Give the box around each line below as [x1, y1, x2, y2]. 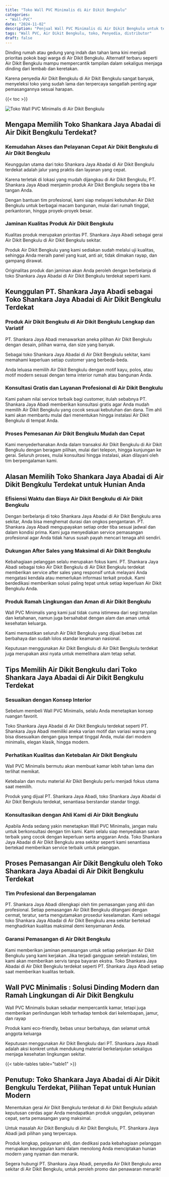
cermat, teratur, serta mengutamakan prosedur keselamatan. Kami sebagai [5, 912, 160, 918]
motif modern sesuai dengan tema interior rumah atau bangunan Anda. [5, 372, 152, 378]
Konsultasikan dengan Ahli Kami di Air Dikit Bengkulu [5, 812, 138, 819]
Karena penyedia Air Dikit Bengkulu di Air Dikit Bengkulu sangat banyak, [5, 75, 154, 81]
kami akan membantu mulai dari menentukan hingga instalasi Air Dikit [5, 412, 149, 418]
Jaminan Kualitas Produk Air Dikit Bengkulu [5, 220, 114, 227]
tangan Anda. [5, 187, 33, 193]
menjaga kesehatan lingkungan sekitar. [5, 1051, 87, 1057]
